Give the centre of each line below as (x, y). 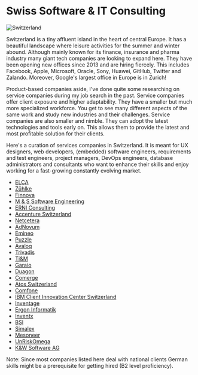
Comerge (26, 277)
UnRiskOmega (33, 341)
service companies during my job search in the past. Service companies (95, 95)
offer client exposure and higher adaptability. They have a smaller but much (99, 102)
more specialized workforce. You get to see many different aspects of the (97, 108)
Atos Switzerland (36, 284)
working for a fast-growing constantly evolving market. (74, 170)
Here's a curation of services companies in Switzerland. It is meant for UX (97, 145)
